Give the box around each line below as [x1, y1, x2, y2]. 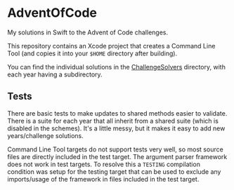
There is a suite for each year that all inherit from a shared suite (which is [7, 116, 219, 125]
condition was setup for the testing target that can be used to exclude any [7, 167, 221, 176]
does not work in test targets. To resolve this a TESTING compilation [7, 160, 200, 168]
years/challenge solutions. [7, 131, 84, 140]
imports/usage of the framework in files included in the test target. [7, 175, 200, 183]
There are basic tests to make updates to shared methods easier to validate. [7, 109, 228, 117]
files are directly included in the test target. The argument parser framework [7, 152, 228, 161]
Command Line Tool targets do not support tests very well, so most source [7, 145, 223, 154]
